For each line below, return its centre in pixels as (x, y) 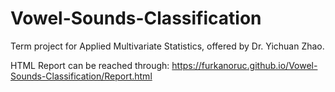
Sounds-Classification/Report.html (81, 76)
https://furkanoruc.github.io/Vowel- (244, 65)
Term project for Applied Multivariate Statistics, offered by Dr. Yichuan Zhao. (167, 46)
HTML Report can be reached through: (90, 65)
